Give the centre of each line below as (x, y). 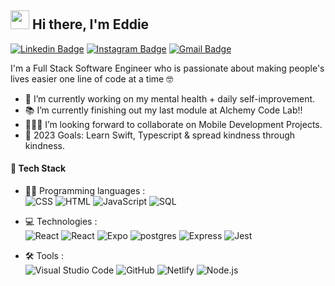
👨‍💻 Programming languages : (85, 191)
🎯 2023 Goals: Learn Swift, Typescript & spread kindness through (160, 135)
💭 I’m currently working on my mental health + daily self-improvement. (170, 98)
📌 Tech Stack (38, 168)
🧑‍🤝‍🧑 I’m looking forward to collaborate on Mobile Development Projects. (173, 124)
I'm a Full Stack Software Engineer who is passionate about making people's (167, 68)
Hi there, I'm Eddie (90, 24)
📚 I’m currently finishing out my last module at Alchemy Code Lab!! (163, 110)
